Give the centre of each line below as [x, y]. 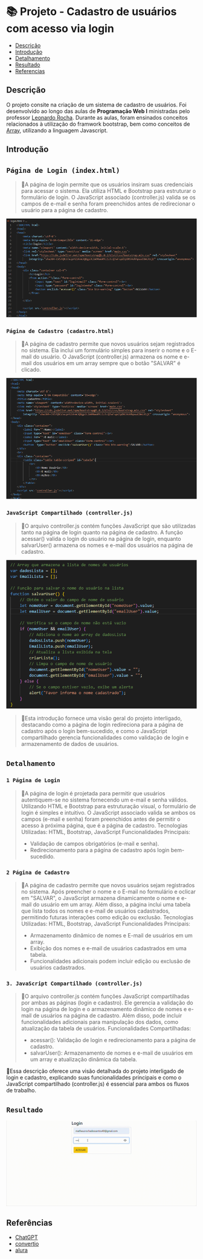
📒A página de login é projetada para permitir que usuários [93, 793]
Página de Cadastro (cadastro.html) [60, 331]
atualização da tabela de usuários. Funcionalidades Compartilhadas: [106, 1029]
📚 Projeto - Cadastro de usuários [92, 12]
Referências [30, 1223]
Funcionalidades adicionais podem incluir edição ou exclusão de [110, 961]
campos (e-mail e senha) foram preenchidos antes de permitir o [101, 819]
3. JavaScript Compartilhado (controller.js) [75, 984]
